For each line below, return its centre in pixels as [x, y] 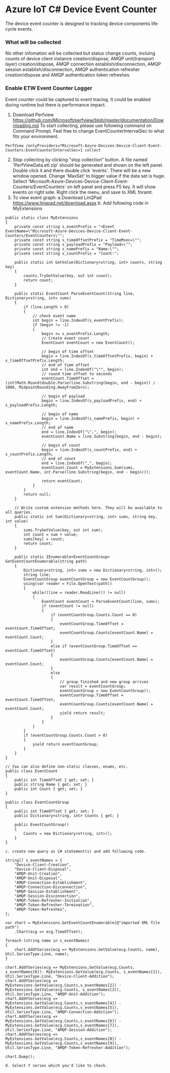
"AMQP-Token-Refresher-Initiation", [53, 900]
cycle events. [19, 29]
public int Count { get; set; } [48, 789]
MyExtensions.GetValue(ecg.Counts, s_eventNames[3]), [63, 990]
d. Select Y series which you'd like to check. [57, 1065]
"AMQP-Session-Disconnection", [47, 896]
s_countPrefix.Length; [29, 454]
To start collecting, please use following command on [96, 125]
